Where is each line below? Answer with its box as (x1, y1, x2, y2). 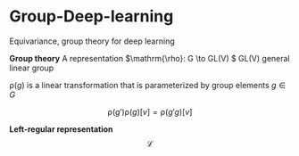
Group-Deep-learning (9, 6, 174, 27)
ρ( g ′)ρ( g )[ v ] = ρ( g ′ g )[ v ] (107, 106, 193, 117)
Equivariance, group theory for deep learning (9, 36, 176, 46)
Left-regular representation (9, 123, 113, 135)
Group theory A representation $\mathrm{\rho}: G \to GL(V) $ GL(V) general (9, 53, 290, 63)
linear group (9, 62, 54, 73)
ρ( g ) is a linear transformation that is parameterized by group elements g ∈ (9, 79, 287, 90)
